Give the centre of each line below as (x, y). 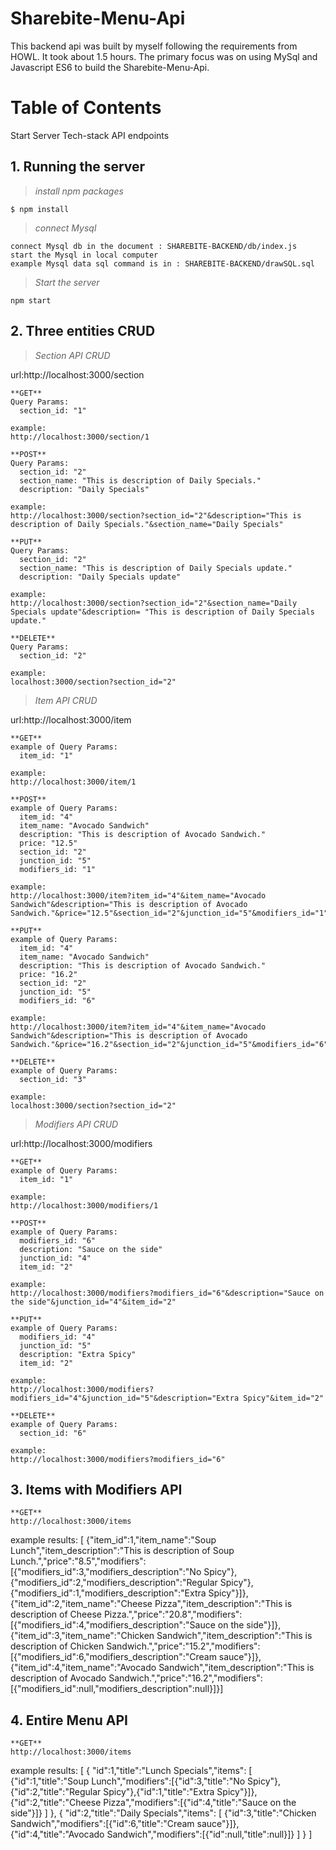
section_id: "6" (53, 1433)
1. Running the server (78, 167)
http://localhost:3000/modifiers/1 (84, 1205)
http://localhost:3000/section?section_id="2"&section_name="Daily (154, 603)
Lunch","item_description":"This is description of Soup (122, 1551)
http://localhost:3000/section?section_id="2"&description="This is (156, 515)
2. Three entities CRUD (83, 331)
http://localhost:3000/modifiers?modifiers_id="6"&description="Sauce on (167, 1293)
